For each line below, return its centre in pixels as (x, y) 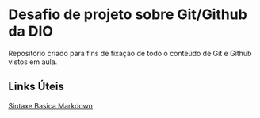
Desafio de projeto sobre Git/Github (128, 15)
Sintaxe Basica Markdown (51, 105)
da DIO (31, 31)
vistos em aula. (33, 62)
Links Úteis (36, 87)
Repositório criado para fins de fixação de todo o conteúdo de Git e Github (130, 53)
